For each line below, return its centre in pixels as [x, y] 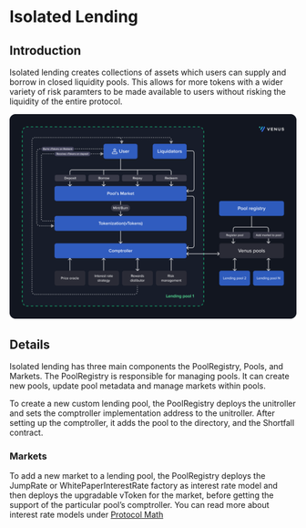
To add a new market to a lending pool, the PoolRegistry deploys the [138, 476]
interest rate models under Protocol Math [87, 515]
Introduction [46, 51]
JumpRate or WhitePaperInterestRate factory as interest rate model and [143, 486]
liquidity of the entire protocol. [66, 101]
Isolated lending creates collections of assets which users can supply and [148, 72]
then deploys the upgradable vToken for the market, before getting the [142, 495]
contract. [26, 433]
